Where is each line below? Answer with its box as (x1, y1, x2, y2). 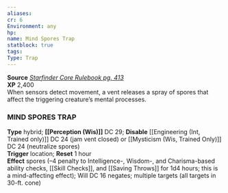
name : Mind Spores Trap (7, 36, 75, 42)
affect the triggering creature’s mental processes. (7, 95, 147, 103)
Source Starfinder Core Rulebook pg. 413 (7, 73, 125, 81)
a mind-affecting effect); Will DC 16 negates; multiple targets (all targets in (7, 172, 216, 180)
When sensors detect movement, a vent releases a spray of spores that (7, 88, 209, 96)
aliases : (7, 10, 32, 17)
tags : (7, 49, 23, 55)
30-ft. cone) (7, 179, 41, 187)
